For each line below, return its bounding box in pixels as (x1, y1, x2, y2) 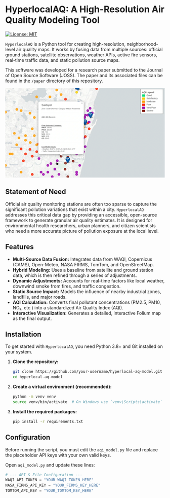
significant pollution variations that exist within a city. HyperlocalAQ (5, 206, 144, 212)
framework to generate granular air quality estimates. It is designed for (5, 217, 153, 223)
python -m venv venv (12, 394, 56, 399)
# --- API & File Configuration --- (5, 472, 82, 477)
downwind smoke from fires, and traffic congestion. (12, 283, 121, 289)
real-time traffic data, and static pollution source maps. (5, 57, 120, 63)
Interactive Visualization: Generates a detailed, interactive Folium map (12, 310, 161, 316)
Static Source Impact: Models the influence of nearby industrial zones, (12, 288, 161, 295)
